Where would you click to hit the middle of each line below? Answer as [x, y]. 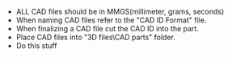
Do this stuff [36, 46]
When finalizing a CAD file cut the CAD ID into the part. [108, 28]
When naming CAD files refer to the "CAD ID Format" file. [111, 20]
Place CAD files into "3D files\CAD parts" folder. [96, 37]
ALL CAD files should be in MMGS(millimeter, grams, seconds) [120, 12]
